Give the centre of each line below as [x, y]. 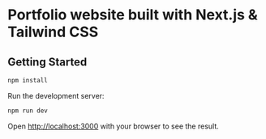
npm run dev [28, 111]
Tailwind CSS [53, 32]
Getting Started [47, 62]
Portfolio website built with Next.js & [133, 15]
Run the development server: [56, 95]
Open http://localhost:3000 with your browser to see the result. [114, 126]
